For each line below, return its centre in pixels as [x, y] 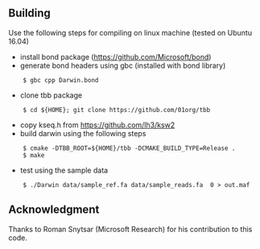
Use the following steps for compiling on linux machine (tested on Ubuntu [130, 32]
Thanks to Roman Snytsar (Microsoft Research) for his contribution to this [130, 229]
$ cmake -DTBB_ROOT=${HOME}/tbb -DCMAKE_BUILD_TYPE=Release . [129, 148]
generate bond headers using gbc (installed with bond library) [123, 65]
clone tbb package [51, 95]
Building [29, 13]
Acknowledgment [54, 210]
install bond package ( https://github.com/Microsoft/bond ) [116, 56]
